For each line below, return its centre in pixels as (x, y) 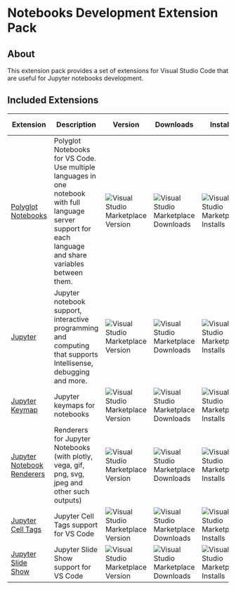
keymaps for (74, 405)
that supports (76, 354)
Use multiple (74, 167)
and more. (71, 380)
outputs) (68, 500)
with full (67, 202)
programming (76, 328)
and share (70, 255)
